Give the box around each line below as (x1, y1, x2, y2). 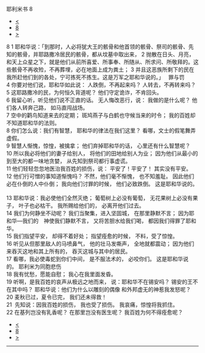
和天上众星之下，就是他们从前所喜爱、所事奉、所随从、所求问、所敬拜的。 (6, 59, 193, 65)
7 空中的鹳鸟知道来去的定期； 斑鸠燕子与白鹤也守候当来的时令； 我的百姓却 (6, 112, 196, 119)
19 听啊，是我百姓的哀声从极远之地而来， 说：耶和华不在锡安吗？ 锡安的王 (6, 278, 193, 285)
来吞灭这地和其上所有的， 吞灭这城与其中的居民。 (6, 248, 131, 255)
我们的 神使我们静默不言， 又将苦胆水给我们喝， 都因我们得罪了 (22, 217, 186, 224)
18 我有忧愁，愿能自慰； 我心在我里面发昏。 (6, 271, 117, 277)
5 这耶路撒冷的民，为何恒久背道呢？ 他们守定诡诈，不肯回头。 (6, 89, 163, 96)
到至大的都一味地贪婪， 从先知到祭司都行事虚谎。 (6, 157, 131, 165)
